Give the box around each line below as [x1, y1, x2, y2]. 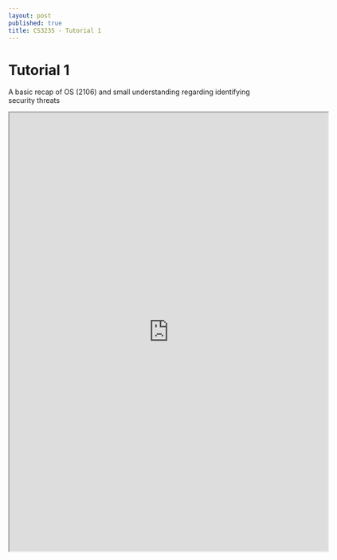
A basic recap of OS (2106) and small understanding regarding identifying [8, 87, 251, 97]
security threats [8, 96, 61, 105]
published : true [8, 19, 62, 27]
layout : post [8, 11, 52, 20]
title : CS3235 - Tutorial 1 [8, 26, 102, 34]
